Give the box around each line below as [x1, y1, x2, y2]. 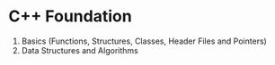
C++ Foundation [8, 6, 132, 27]
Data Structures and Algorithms [21, 45, 138, 55]
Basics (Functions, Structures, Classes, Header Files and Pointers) [21, 36, 267, 46]
